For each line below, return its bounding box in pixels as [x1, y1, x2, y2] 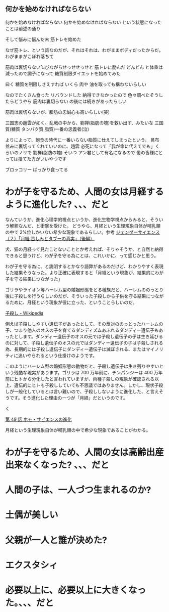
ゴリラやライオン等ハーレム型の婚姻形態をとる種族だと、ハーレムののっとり [5, 286, 163, 292]
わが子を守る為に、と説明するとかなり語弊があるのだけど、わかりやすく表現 [5, 263, 163, 269]
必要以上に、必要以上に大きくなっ [5, 584, 146, 596]
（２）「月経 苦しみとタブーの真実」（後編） [5, 235, 95, 241]
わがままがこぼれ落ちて [5, 53, 54, 59]
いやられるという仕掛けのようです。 [22, 352, 97, 358]
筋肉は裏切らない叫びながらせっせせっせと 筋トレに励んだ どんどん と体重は [5, 64, 163, 70]
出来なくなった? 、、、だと [5, 459, 110, 470]
